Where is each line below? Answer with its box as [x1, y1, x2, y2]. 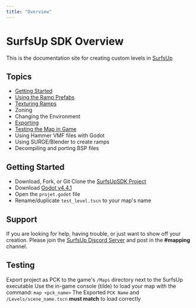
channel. [6, 243, 28, 250]
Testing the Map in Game [14, 126, 77, 133]
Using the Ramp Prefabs [14, 94, 75, 101]
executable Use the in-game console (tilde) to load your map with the [6, 282, 176, 289]
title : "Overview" [6, 8, 52, 15]
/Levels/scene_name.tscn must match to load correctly [6, 295, 141, 302]
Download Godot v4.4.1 [14, 184, 72, 191]
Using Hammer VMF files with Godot [14, 132, 105, 139]
